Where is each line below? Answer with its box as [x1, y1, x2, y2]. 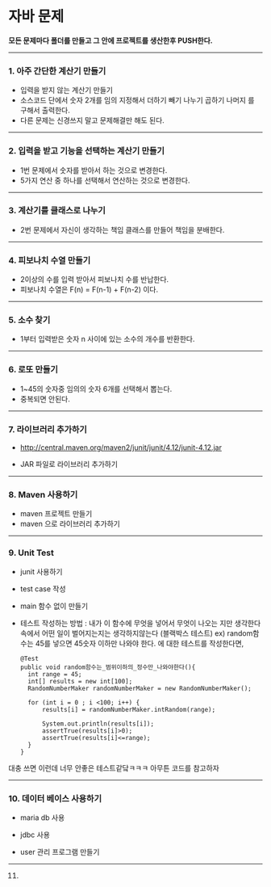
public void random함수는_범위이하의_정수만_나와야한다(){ [19, 663, 196, 671]
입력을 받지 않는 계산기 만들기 [19, 86, 113, 95]
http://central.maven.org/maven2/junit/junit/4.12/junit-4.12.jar [19, 443, 222, 452]
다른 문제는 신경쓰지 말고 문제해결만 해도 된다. [19, 116, 165, 125]
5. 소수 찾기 [8, 314, 51, 326]
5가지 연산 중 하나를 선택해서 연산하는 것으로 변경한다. [19, 175, 190, 185]
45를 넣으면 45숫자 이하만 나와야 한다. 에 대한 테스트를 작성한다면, [35, 638, 244, 648]
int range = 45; [27, 670, 82, 679]
